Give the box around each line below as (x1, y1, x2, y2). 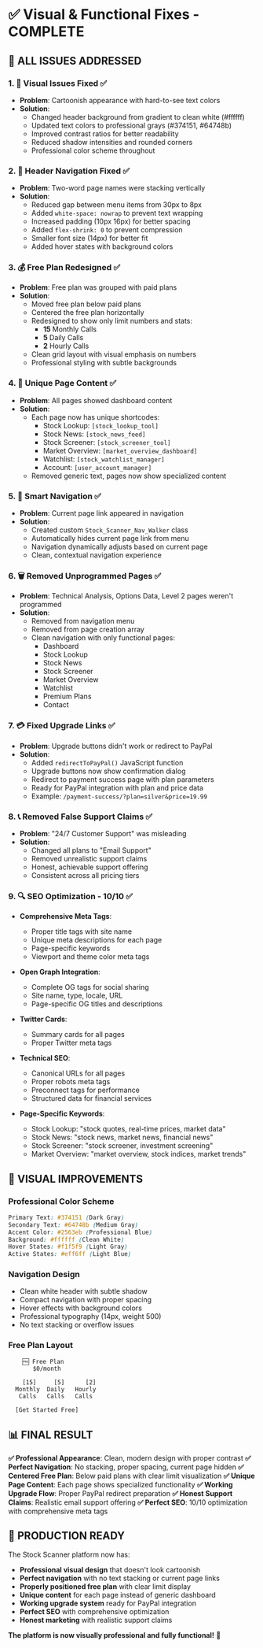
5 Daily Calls (42, 333, 84, 343)
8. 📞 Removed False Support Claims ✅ (8, 811, 153, 822)
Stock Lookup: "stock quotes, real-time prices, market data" (31, 1124, 226, 1134)
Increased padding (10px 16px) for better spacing (31, 217, 191, 226)
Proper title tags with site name (31, 927, 132, 936)
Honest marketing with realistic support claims (19, 1616, 173, 1625)
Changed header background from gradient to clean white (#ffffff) (31, 112, 245, 121)
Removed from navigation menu (31, 617, 135, 626)
